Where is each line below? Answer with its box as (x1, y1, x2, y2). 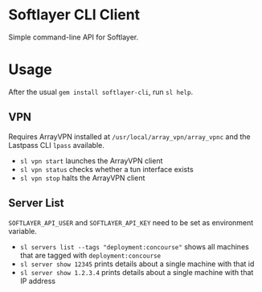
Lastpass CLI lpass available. (8, 140, 104, 150)
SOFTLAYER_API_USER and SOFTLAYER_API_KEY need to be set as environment (8, 217, 254, 227)
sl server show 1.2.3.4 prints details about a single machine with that (19, 267, 254, 277)
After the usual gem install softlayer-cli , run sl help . (8, 87, 194, 97)
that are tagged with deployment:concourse (19, 250, 162, 260)
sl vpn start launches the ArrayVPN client (19, 155, 163, 166)
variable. (8, 226, 38, 236)
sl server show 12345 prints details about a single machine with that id (19, 259, 255, 269)
